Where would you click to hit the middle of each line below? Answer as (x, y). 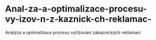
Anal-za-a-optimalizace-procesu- (76, 9)
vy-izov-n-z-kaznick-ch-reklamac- (78, 19)
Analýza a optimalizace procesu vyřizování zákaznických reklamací (73, 32)
